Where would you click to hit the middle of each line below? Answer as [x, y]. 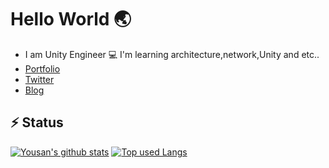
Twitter [39, 79]
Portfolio [42, 68]
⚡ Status [37, 122]
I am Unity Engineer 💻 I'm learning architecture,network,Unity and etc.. [172, 54]
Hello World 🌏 [71, 19]
